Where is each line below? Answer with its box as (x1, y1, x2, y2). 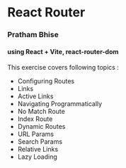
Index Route (17, 115, 53, 123)
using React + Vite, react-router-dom (7, 47, 119, 56)
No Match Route (17, 107, 65, 116)
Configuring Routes (17, 77, 75, 85)
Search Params (17, 137, 62, 146)
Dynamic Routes (17, 122, 66, 131)
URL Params (17, 130, 55, 139)
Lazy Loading (17, 152, 58, 161)
